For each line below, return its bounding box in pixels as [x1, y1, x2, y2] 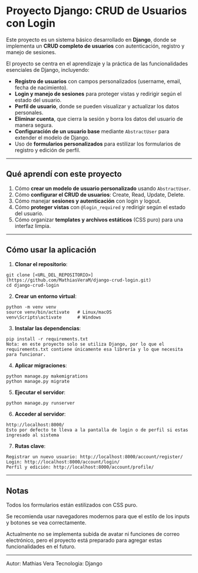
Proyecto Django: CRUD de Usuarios [6, 4, 187, 18]
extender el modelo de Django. [14, 134, 90, 141]
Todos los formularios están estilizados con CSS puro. [6, 502, 138, 509]
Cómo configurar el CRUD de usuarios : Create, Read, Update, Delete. [14, 191, 185, 198]
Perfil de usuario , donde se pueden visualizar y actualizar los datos [14, 102, 180, 110]
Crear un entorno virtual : [14, 293, 77, 300]
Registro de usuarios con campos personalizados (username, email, [14, 78, 181, 85]
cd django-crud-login [6, 282, 60, 288]
